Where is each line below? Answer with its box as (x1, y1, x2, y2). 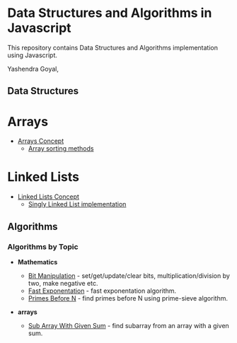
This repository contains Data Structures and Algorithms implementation (7, 43, 218, 52)
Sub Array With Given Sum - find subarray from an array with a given (28, 321, 230, 330)
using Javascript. (7, 51, 58, 59)
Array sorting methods (28, 144, 94, 153)
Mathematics (17, 257, 58, 266)
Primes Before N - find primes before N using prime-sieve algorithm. (28, 293, 229, 302)
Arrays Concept (17, 136, 64, 146)
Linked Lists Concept (17, 192, 80, 201)
